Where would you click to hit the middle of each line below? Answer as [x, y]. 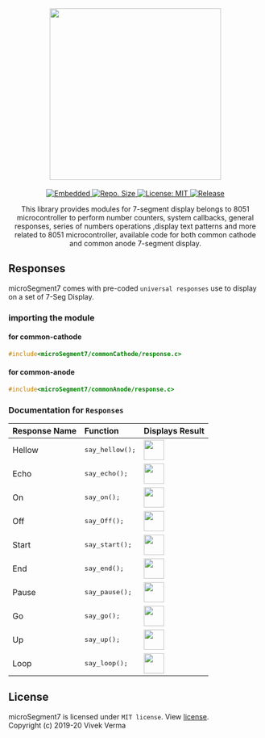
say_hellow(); [110, 450]
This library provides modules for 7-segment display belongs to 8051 [135, 209]
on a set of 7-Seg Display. [51, 296]
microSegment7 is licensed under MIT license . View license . [109, 716]
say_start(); [108, 545]
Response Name [45, 431]
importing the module [52, 317]
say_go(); [102, 616]
